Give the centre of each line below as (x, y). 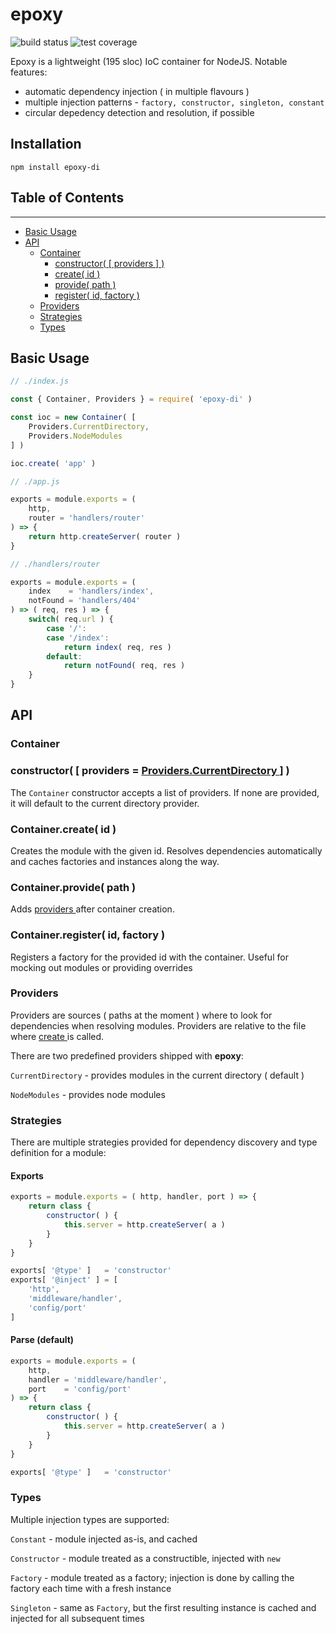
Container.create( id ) (63, 829)
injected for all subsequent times (77, 1618)
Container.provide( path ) (73, 887)
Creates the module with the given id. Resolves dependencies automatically (166, 850)
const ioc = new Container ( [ (73, 418)
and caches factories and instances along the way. (115, 861)
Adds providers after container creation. (92, 909)
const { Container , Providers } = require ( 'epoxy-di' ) (131, 399)
